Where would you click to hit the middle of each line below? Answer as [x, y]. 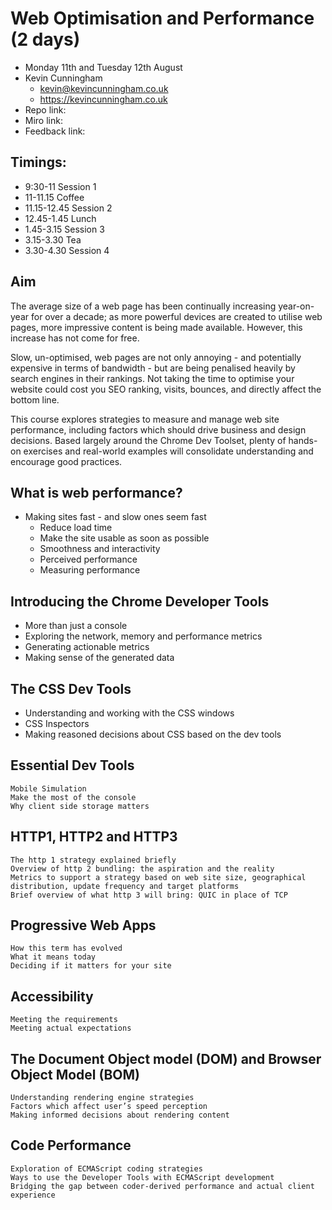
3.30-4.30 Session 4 [67, 250]
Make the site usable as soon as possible [124, 538]
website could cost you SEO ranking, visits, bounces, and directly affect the [166, 389]
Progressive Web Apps [83, 925]
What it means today [53, 957]
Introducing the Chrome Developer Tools [140, 601]
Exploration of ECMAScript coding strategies [106, 1168]
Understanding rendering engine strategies [102, 1098]
